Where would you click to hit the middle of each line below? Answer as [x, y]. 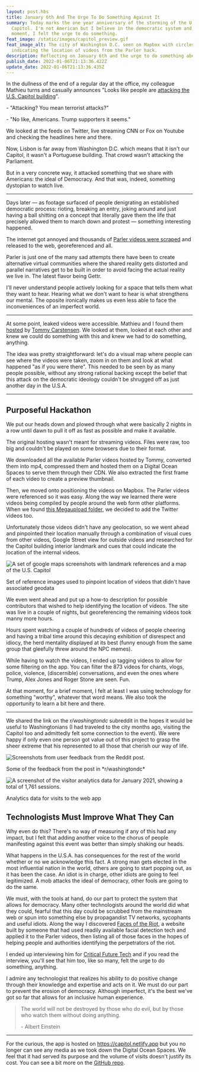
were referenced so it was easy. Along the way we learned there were [91, 497]
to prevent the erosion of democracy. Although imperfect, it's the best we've [99, 991]
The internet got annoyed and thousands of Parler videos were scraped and [99, 239]
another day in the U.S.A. [37, 386]
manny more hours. [30, 619]
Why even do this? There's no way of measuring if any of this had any [91, 831]
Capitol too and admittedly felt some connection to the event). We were [93, 733]
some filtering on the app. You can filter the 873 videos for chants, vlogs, [95, 667]
